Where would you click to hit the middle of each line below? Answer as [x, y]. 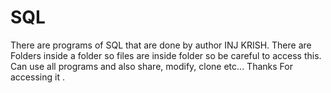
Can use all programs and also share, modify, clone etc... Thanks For [151, 66]
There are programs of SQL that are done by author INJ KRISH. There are [161, 45]
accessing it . [37, 77]
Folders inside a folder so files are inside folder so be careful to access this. [166, 55]
